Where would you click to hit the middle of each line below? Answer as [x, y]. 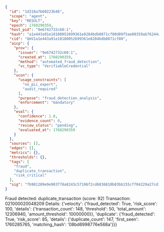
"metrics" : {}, [25, 153]
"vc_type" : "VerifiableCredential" [54, 66]
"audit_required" [40, 89]
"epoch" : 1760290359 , [31, 25]
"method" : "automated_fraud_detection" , [60, 62]
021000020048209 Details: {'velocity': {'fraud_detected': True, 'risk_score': [81, 204]
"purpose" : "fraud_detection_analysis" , [60, 98]
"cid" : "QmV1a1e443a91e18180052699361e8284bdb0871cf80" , [69, 39]
